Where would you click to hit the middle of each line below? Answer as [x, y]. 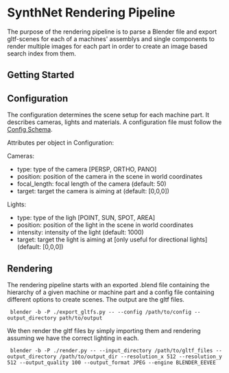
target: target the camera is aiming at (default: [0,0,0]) [93, 191]
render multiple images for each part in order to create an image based [107, 46]
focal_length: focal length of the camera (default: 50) [92, 184]
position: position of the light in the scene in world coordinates [105, 225]
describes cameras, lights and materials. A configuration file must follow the [114, 122]
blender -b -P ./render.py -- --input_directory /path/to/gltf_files [111, 350]
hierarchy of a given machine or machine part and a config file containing [111, 292]
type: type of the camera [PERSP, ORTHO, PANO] [87, 169]
